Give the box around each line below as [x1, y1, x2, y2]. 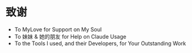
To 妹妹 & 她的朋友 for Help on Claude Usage [14, 33, 127, 40]
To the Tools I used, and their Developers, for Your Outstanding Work [14, 40, 187, 47]
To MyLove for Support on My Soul [14, 25, 102, 33]
